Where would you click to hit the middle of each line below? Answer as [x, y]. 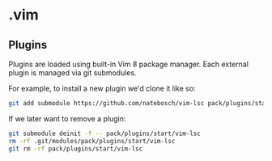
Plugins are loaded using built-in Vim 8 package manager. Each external [129, 64]
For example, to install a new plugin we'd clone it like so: [102, 88]
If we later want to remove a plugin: [67, 118]
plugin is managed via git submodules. [72, 73]
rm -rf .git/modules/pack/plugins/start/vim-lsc [92, 141]
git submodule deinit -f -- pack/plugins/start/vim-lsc [104, 133]
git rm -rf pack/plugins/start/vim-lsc [76, 148]
